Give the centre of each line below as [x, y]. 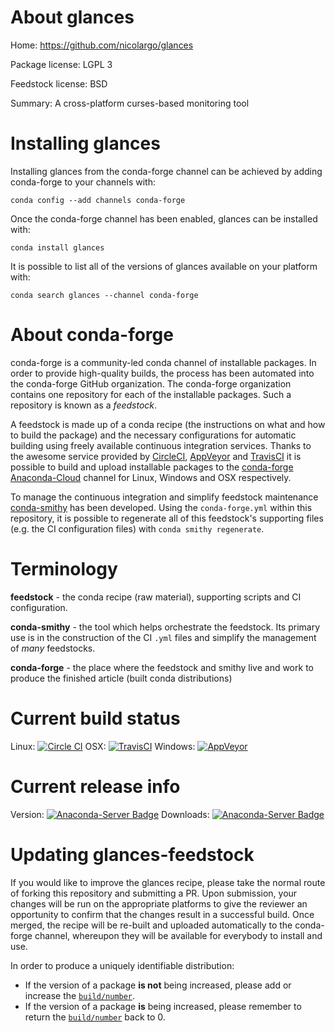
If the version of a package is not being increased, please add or [158, 985]
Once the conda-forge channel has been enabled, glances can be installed [164, 218]
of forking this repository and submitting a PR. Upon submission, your [154, 893]
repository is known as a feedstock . [84, 405]
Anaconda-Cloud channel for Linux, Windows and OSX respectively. [151, 477]
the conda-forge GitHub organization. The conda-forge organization [151, 383]
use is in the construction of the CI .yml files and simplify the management [163, 637]
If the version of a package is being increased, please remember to [163, 1006]
